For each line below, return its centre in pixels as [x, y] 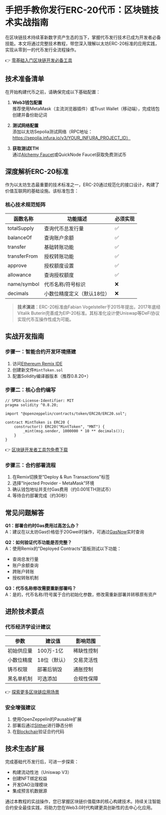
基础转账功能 [59, 247]
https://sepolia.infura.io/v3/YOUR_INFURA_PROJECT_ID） [71, 137]
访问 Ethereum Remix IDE [37, 363]
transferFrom [23, 256]
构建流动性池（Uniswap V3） [42, 772]
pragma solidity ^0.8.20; [32, 405]
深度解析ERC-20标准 [37, 172]
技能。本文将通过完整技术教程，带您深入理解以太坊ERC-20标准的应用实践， [82, 43]
